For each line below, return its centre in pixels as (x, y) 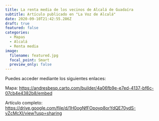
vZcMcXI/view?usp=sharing (34, 113)
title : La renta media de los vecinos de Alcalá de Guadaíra (69, 10)
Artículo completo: (24, 103)
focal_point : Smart (30, 60)
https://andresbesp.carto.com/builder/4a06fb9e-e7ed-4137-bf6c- (86, 88)
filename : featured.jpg (34, 55)
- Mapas (18, 37)
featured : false (22, 28)
